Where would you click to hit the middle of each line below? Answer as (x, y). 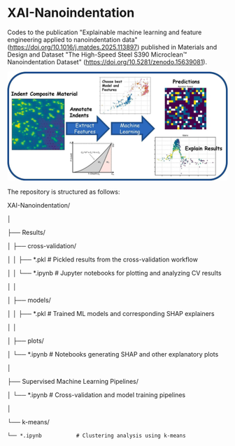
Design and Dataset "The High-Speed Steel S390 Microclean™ (97, 55)
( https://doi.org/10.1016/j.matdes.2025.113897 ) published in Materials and (112, 47)
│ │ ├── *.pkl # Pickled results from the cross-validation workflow (102, 259)
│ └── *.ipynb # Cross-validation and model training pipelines (97, 395)
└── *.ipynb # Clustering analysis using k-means (97, 436)
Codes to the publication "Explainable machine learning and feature (105, 32)
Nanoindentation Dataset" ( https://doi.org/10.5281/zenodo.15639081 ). (107, 62)
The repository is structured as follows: (64, 192)
